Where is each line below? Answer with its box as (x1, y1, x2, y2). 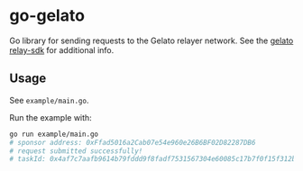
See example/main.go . (9, 94, 89, 105)
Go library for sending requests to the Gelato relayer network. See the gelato (9, 35, 294, 46)
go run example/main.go (9, 130, 99, 139)
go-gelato (9, 5, 86, 26)
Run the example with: (9, 112, 92, 122)
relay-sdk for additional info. (9, 44, 115, 55)
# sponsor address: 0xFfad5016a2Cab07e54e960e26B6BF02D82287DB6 (9, 138, 256, 147)
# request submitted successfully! (9, 146, 143, 156)
